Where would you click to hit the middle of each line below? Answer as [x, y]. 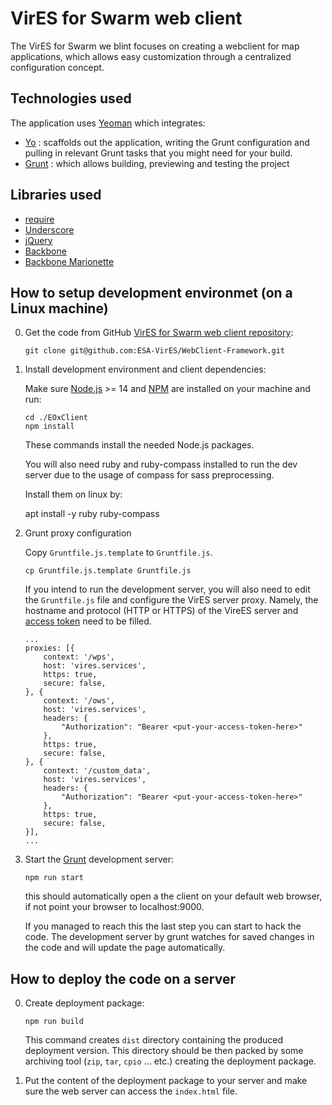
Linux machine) [59, 308]
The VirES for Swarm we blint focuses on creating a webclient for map [155, 46]
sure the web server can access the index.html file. [131, 1091]
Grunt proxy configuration [78, 533]
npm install [49, 427]
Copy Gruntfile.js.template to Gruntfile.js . [118, 553]
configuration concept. [57, 67]
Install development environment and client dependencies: [145, 369]
